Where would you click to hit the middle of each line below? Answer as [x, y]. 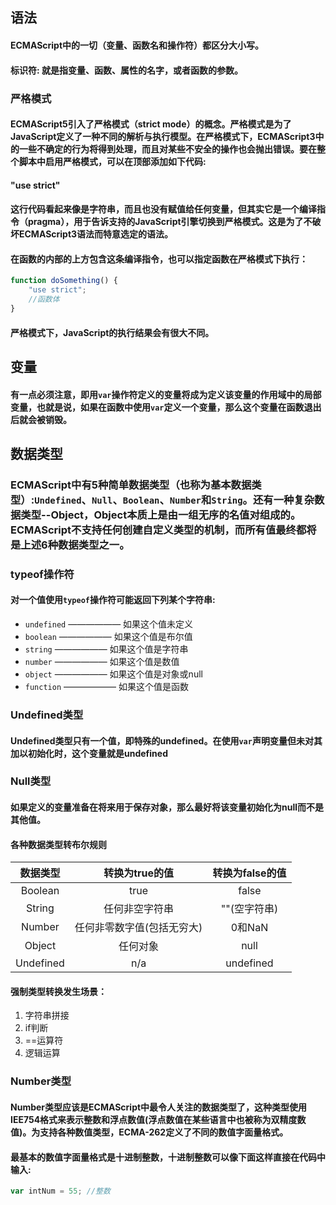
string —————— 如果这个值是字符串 [106, 649]
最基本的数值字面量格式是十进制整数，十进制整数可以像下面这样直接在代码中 [168, 1157]
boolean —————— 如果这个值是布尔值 [108, 636]
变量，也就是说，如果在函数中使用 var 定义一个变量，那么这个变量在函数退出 [166, 407]
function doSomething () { [64, 281]
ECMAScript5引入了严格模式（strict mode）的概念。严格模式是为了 [151, 124]
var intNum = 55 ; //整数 [60, 1191]
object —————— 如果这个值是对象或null [113, 674]
